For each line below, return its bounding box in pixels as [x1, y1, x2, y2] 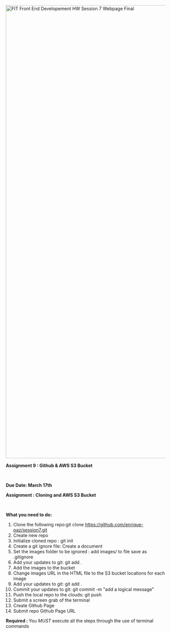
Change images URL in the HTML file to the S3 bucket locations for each [13, 570, 165, 576]
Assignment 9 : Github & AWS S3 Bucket [6, 462, 93, 468]
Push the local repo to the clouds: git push [13, 592, 102, 597]
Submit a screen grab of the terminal [13, 597, 90, 603]
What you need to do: [6, 512, 52, 518]
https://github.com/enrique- [85, 522, 144, 527]
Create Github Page [13, 603, 55, 609]
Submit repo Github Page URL [13, 608, 76, 614]
